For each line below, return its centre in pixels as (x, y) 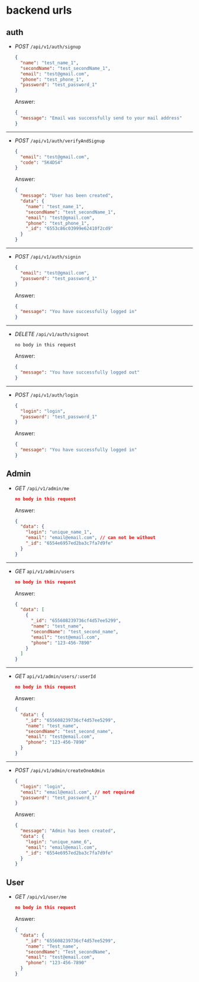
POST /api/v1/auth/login (46, 394)
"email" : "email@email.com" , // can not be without (91, 538)
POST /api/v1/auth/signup (48, 46)
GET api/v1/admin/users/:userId (55, 676)
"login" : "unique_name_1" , (59, 532)
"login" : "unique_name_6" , (59, 842)
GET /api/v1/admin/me (42, 488)
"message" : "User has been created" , (67, 196)
